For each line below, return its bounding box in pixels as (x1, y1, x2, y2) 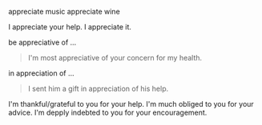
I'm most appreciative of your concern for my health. (27, 53, 203, 62)
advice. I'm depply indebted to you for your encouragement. (8, 107, 208, 117)
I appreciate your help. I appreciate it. (8, 22, 132, 31)
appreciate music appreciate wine (8, 7, 120, 16)
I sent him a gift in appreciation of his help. (27, 84, 169, 93)
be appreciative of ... (8, 37, 77, 47)
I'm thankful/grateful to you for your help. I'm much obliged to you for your (8, 100, 254, 108)
